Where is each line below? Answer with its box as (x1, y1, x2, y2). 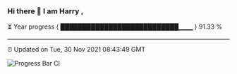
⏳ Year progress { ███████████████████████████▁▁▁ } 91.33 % (7, 22, 223, 31)
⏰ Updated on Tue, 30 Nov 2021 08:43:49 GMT (7, 45, 146, 54)
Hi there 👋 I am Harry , (7, 6, 84, 16)
